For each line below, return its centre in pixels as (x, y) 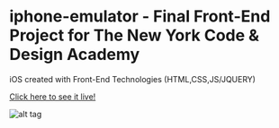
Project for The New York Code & (134, 35)
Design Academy (75, 55)
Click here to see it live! (53, 97)
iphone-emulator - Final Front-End (140, 17)
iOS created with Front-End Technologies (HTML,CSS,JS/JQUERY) (133, 79)
